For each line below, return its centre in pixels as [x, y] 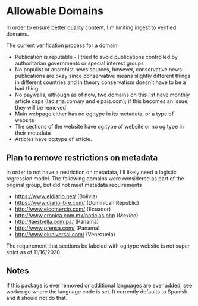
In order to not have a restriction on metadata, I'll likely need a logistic [92, 172]
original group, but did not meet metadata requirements [74, 185]
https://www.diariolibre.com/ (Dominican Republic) [77, 202]
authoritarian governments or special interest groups [79, 63]
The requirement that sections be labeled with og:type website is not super [98, 246]
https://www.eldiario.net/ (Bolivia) [56, 196]
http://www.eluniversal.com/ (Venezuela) [65, 234]
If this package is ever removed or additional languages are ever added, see [99, 285]
